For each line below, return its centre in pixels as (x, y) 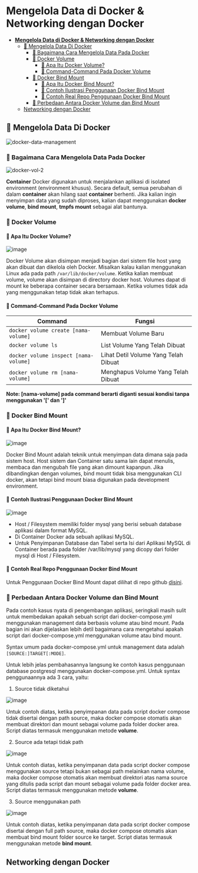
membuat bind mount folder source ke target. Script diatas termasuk (89, 837)
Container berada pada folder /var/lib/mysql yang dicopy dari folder (97, 549)
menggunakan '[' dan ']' (36, 400)
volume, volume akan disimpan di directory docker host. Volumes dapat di (96, 280)
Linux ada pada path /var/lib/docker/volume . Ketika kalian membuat (90, 273)
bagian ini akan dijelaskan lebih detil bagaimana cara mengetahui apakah (95, 629)
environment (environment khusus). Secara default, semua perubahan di (94, 188)
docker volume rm (33, 373)
